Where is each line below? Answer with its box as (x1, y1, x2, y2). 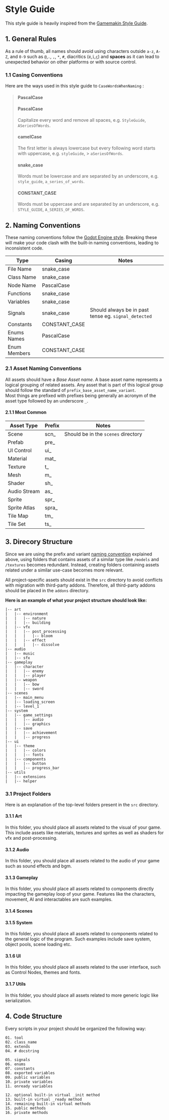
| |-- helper (5, 778, 37, 783)
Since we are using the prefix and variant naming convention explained (5, 551, 152, 557)
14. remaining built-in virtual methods (5, 1101, 92, 1106)
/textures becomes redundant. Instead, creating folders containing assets (5, 562, 159, 568)
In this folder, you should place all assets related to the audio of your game (5, 858, 160, 864)
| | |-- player (5, 673, 46, 678)
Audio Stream (8, 488, 40, 495)
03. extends (5, 1044, 30, 1049)
